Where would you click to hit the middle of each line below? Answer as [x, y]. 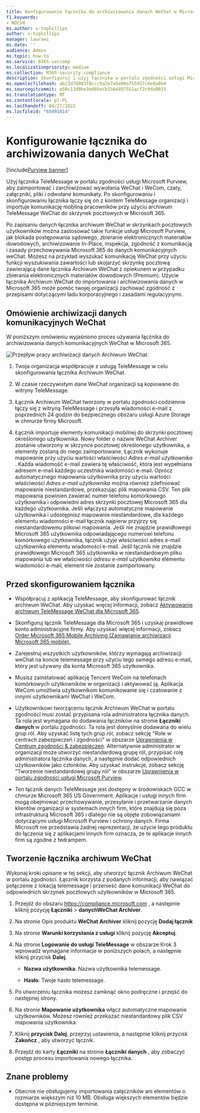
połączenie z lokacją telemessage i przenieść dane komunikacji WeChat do [98, 885]
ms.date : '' [21, 45]
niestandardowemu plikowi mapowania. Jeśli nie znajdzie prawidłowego [103, 527]
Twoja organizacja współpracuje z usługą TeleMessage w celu [91, 366]
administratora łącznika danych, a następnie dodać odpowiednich [95, 758]
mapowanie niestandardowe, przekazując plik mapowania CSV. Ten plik [102, 490]
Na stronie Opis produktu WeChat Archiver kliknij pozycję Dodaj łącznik [104, 921]
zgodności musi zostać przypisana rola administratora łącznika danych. [102, 714]
